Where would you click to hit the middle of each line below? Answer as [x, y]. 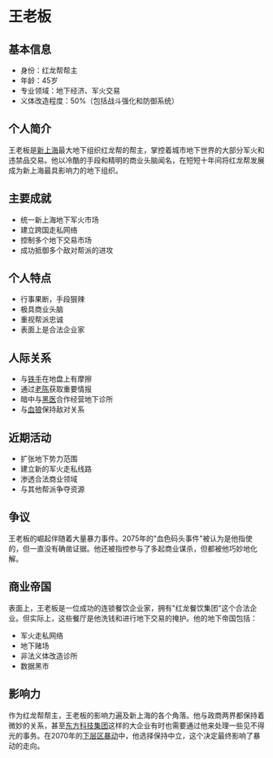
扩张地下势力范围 [49, 459]
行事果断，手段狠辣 [52, 299]
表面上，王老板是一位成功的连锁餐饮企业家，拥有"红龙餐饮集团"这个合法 [129, 608]
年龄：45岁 [39, 81]
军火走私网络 [41, 635]
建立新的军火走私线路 [56, 469]
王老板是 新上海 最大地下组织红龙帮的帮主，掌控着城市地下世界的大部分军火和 [136, 150]
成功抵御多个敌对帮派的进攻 [67, 250]
